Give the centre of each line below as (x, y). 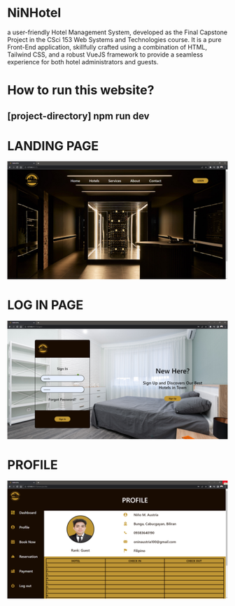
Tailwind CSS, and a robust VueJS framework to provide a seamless (105, 55)
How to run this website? (81, 91)
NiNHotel (34, 13)
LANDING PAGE (53, 146)
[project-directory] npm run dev (78, 116)
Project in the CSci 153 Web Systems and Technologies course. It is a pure (114, 39)
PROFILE (33, 465)
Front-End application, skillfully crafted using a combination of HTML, (107, 47)
